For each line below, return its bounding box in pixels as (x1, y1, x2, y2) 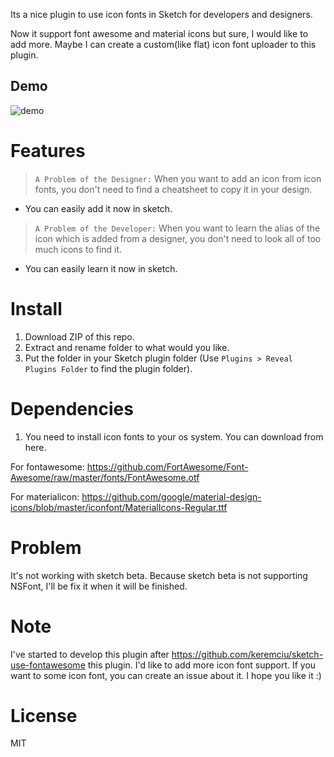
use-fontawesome (10, 659, 86, 671)
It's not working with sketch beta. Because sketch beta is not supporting (10, 569, 308, 581)
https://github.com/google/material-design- (81, 490, 262, 503)
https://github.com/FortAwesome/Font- (86, 460, 249, 473)
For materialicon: (10, 490, 80, 503)
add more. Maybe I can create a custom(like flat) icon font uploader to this (10, 39, 317, 50)
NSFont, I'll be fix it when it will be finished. (10, 580, 188, 592)
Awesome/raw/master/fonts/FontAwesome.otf (10, 471, 200, 483)
